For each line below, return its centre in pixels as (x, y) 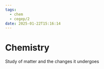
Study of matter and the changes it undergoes (52, 62)
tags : (11, 10)
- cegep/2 (20, 19)
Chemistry (27, 48)
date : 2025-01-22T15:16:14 (33, 23)
